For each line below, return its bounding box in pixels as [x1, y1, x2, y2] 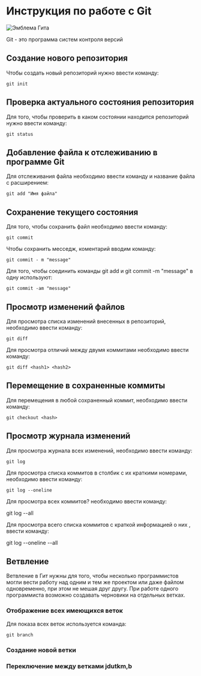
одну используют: [6, 274, 53, 281]
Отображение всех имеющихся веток [6, 606, 123, 615]
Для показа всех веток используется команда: [6, 620, 127, 627]
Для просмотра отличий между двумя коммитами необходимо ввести [6, 346, 189, 353]
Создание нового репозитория [6, 53, 128, 64]
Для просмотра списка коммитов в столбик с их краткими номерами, [6, 469, 188, 476]
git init [6, 81, 28, 87]
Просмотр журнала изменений [6, 431, 131, 441]
